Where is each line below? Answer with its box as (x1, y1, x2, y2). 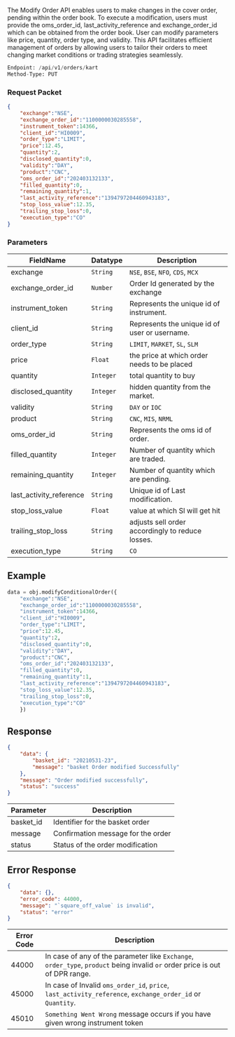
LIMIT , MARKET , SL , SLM (129, 339, 199, 349)
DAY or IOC (129, 402, 162, 412)
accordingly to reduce (129, 526, 202, 535)
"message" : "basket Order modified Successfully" (32, 763, 180, 770)
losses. (129, 535, 152, 544)
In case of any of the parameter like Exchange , (45, 951, 194, 961)
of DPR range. (45, 969, 91, 979)
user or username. (129, 328, 190, 337)
